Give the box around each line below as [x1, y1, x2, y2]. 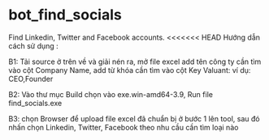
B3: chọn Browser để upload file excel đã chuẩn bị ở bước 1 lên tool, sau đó [8, 113, 260, 123]
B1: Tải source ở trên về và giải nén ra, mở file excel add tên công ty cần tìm [8, 57, 262, 66]
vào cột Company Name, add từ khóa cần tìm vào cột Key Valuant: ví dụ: [8, 65, 251, 74]
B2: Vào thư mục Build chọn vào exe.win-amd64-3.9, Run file [8, 89, 214, 99]
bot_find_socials [8, 6, 122, 24]
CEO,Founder [8, 74, 54, 83]
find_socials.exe [8, 98, 63, 108]
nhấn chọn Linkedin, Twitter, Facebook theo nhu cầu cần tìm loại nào [8, 122, 239, 132]
